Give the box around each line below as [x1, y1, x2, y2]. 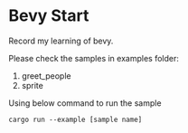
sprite [21, 80, 44, 90]
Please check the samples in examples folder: [8, 52, 180, 63]
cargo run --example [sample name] [8, 115, 143, 124]
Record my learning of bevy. [8, 35, 114, 46]
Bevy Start [8, 5, 89, 26]
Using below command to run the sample [8, 97, 162, 109]
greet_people [21, 70, 71, 81]
